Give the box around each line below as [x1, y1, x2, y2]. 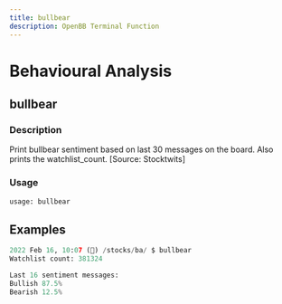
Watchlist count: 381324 [9, 254, 103, 263]
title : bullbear [9, 13, 70, 23]
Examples [9, 222, 66, 237]
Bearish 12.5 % [9, 287, 63, 297]
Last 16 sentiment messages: [9, 271, 119, 280]
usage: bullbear [9, 196, 70, 206]
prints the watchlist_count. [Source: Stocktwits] [9, 154, 186, 165]
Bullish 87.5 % [9, 279, 63, 288]
